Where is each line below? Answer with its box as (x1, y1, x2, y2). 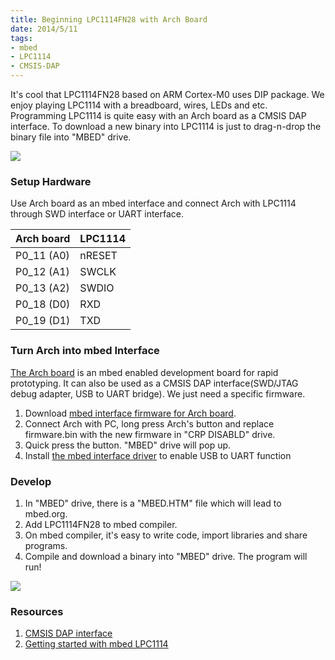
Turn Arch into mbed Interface (10, 344, 160, 358)
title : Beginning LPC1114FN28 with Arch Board (10, 14, 208, 25)
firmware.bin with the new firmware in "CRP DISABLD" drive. (24, 428, 276, 440)
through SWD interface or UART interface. (10, 208, 185, 220)
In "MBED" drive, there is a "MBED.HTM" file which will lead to (24, 497, 282, 509)
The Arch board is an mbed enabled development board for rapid (10, 366, 279, 378)
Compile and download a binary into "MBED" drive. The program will (24, 550, 308, 562)
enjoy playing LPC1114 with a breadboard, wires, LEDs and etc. (10, 99, 268, 111)
